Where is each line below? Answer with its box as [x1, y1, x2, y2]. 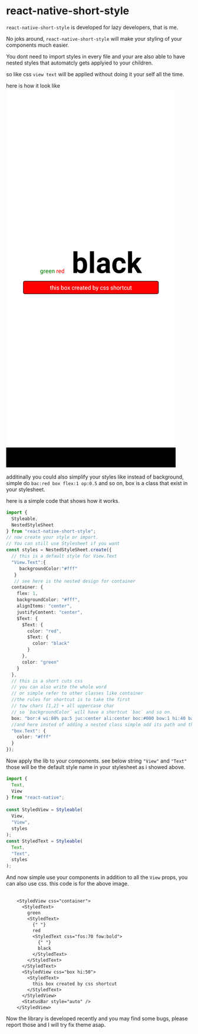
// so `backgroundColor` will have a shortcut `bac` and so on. [11, 709, 173, 715]
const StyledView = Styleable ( [6, 807, 83, 813]
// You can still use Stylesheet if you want [6, 541, 120, 547]
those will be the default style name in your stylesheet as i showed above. [6, 764, 186, 771]
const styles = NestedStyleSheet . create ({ [6, 547, 112, 553]
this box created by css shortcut [32, 981, 117, 987]
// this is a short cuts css [11, 678, 83, 684]
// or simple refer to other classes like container [11, 690, 144, 696]
